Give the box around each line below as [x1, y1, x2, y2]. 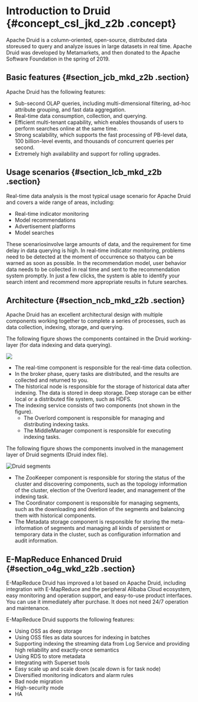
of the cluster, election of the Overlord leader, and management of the [14, 487, 186, 494]
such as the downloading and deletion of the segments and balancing [14, 506, 185, 513]
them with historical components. [14, 512, 96, 519]
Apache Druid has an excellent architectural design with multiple [6, 311, 163, 318]
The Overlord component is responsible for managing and [23, 414, 165, 422]
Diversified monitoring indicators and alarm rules [14, 672, 134, 679]
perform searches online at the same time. [14, 125, 118, 132]
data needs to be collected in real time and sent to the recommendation [6, 266, 180, 273]
